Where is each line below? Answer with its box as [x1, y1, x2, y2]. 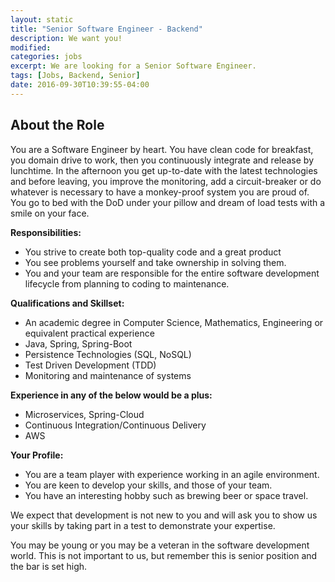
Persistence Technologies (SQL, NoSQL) [24, 348, 192, 360]
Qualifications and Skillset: [10, 297, 125, 309]
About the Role [10, 117, 105, 134]
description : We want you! [10, 33, 123, 43]
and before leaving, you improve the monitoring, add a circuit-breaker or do [10, 175, 322, 187]
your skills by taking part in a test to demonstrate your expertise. [10, 519, 276, 531]
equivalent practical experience [24, 327, 155, 339]
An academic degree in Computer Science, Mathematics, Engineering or [24, 316, 324, 328]
